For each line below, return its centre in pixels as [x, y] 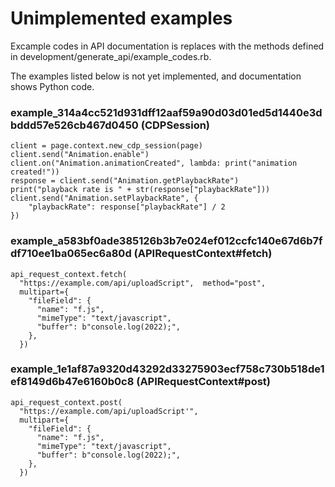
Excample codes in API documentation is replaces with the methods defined [167, 46]
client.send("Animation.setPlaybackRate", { [104, 198]
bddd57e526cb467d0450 [74, 125]
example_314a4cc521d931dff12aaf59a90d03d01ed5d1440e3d [166, 112]
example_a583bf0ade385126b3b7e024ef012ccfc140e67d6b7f [166, 241]
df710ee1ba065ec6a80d [71, 254]
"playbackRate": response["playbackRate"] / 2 [127, 207]
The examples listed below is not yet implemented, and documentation [156, 76]
